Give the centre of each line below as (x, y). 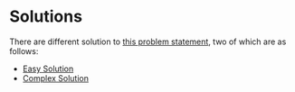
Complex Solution (55, 78)
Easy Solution (48, 69)
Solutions (46, 17)
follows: (24, 51)
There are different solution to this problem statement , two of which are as (148, 41)
